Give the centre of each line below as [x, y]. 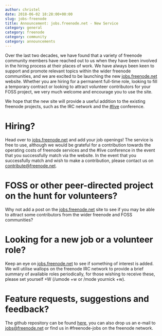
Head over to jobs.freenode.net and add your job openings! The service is [79, 139]
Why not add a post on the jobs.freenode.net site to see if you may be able [80, 209]
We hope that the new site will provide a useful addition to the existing [75, 101]
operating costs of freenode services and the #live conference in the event [80, 150]
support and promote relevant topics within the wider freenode [68, 71]
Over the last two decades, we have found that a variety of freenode [73, 55]
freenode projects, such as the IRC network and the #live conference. [75, 106]
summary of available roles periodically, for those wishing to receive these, [80, 274]
